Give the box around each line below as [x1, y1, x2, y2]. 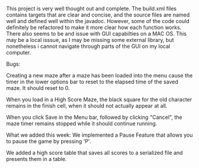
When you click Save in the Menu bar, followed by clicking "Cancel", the [6, 114, 182, 121]
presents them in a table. [6, 156, 67, 162]
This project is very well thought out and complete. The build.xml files [6, 5, 177, 12]
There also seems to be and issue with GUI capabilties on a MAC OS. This [6, 30, 187, 37]
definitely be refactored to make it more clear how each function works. [6, 24, 182, 31]
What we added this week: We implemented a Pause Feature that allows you [6, 131, 193, 138]
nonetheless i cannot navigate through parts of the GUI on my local [6, 43, 170, 50]
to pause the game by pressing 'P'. [6, 138, 91, 144]
